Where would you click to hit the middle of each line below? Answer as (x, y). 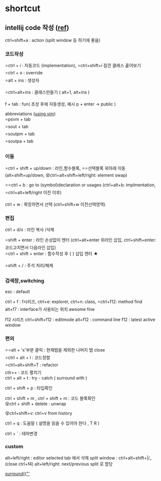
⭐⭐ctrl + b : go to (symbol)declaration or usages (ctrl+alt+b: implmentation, (80, 185)
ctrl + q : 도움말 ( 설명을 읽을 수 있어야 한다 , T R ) (52, 423)
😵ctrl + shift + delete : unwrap (36, 404)
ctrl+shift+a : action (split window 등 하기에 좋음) (53, 40)
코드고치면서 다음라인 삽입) (31, 247)
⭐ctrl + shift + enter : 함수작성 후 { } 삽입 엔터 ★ (52, 253)
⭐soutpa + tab (19, 141)
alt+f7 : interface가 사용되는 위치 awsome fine (50, 309)
